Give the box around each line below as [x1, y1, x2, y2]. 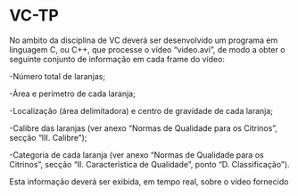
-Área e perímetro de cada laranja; [9, 88, 136, 99]
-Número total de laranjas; [9, 70, 105, 81]
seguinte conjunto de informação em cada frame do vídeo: [9, 53, 226, 64]
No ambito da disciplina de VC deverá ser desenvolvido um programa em [9, 35, 278, 45]
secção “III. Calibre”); [9, 132, 87, 143]
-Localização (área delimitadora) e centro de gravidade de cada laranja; [9, 105, 274, 116]
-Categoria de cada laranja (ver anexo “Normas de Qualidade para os [9, 149, 265, 160]
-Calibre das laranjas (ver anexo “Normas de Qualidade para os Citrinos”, [9, 122, 278, 134]
